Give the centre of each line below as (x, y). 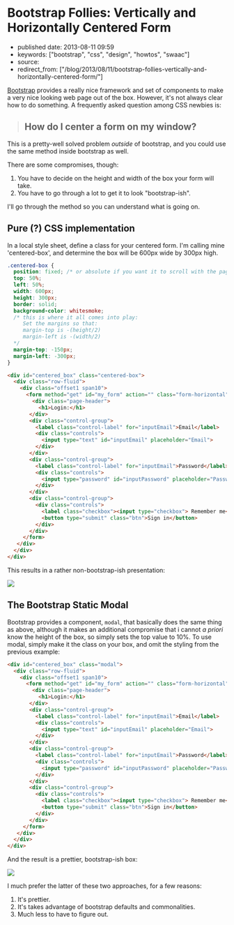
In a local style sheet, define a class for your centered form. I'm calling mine (116, 245)
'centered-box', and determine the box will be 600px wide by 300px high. (113, 253)
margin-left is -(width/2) (62, 337)
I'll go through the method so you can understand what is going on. (104, 206)
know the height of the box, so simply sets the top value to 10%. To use (110, 637)
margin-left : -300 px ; (45, 356)
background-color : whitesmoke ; (59, 311)
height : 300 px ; (36, 298)
